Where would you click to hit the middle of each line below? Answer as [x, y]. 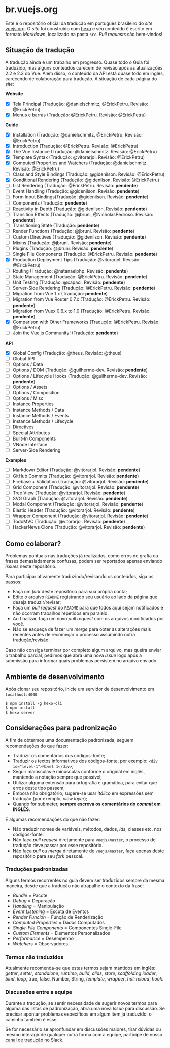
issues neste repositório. [31, 566]
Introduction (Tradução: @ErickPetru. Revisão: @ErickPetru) [75, 146]
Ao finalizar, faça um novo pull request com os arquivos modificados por [88, 619]
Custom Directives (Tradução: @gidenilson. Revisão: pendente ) [79, 236]
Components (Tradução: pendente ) [50, 203]
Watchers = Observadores [40, 944]
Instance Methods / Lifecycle [43, 421]
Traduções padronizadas [37, 869]
